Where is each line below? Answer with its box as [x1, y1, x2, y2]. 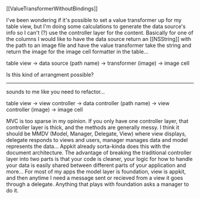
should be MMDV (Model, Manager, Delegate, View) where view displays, [6, 130, 186, 137]
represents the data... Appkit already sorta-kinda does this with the [6, 143, 171, 150]
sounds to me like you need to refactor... [6, 89, 105, 95]
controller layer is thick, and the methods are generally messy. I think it [6, 124, 180, 131]
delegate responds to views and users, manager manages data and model [6, 137, 188, 143]
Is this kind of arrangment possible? [6, 71, 94, 78]
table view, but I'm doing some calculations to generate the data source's [6, 23, 186, 30]
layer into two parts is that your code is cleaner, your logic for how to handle [6, 156, 193, 162]
